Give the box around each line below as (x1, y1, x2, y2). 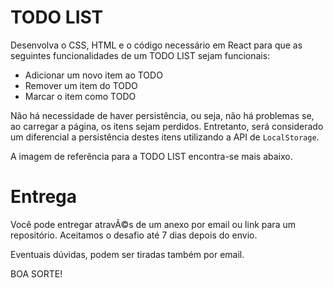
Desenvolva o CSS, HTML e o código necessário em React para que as (10, 39, 303, 51)
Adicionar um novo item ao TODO (24, 69, 163, 81)
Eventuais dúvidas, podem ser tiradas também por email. (10, 248, 245, 260)
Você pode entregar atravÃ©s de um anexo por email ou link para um (10, 218, 296, 230)
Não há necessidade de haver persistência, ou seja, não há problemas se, (10, 109, 315, 121)
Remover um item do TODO (24, 79, 138, 91)
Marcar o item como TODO (24, 90, 137, 102)
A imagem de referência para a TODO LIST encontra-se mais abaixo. (10, 150, 293, 162)
